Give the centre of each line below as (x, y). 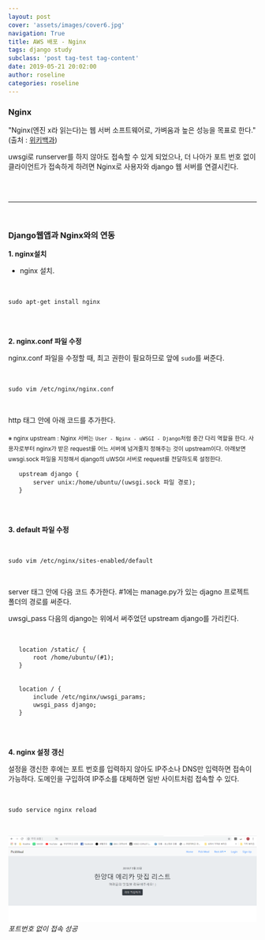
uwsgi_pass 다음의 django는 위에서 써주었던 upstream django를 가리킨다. (123, 618)
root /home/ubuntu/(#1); (73, 657)
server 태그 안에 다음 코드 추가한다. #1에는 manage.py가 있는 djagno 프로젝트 (129, 591)
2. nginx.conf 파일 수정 (45, 341)
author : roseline (37, 75)
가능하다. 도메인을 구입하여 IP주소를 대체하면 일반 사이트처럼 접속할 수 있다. (124, 778)
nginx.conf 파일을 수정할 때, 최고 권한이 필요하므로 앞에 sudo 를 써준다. (116, 358)
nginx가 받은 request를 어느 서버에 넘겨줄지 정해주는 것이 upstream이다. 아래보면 (141, 449)
